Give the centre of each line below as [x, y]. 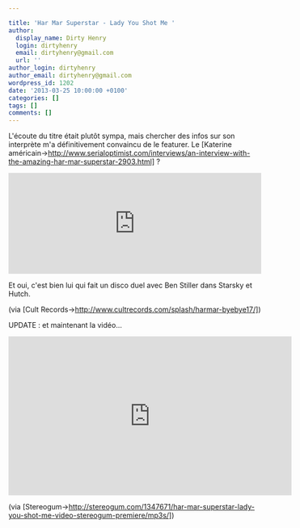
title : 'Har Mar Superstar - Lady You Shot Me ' [92, 23]
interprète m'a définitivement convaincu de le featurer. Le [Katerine [120, 145]
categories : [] [34, 98]
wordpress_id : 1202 [41, 83]
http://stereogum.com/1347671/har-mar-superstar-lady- [161, 507]
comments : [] [30, 113]
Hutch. [19, 294]
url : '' [29, 61]
